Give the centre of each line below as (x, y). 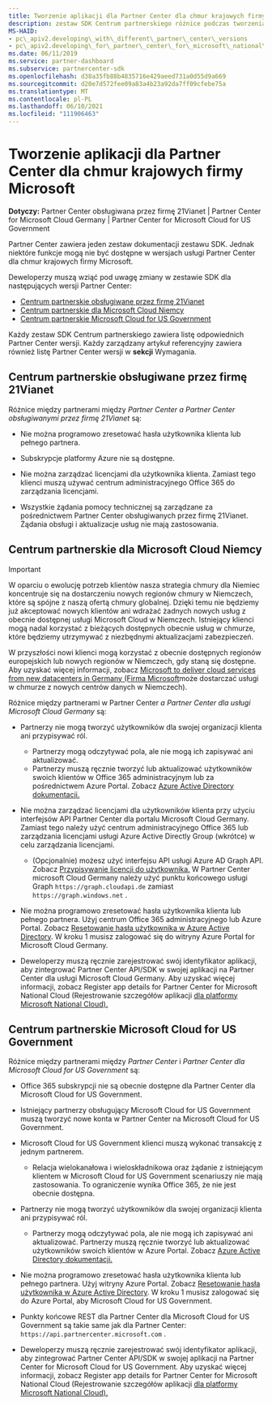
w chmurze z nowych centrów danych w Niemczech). (98, 687)
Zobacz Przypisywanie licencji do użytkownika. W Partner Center (141, 868)
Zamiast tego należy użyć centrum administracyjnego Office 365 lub (134, 827)
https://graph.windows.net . (80, 894)
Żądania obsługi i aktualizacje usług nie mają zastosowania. (119, 524)
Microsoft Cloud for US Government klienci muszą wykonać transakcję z (141, 1143)
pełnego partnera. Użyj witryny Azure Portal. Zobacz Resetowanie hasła (140, 1284)
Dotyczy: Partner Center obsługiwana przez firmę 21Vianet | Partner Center (135, 211)
